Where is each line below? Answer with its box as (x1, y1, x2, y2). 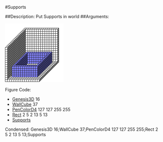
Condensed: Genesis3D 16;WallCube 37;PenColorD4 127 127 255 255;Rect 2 (5, 126, 158, 132)
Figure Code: (5, 87, 32, 92)
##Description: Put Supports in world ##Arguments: (5, 14, 109, 19)
